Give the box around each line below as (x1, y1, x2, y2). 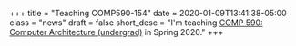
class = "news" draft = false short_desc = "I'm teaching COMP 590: (9, 17, 263, 28)
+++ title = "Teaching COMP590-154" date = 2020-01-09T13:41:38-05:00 (9, 8, 287, 18)
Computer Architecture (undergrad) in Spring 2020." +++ (9, 27, 224, 37)
